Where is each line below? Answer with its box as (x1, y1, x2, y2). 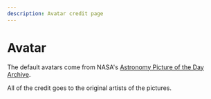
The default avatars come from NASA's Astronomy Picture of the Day (7, 63, 204, 71)
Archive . (7, 70, 31, 78)
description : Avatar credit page (7, 10, 104, 17)
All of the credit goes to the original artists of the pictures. (7, 84, 172, 92)
